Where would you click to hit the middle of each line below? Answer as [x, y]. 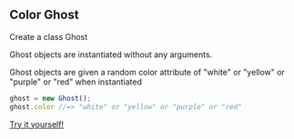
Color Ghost [44, 15]
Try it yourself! [37, 124]
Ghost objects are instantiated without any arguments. [111, 55]
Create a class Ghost [49, 36]
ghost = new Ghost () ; [51, 98]
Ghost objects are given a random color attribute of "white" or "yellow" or [147, 72]
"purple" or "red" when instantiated [76, 82]
